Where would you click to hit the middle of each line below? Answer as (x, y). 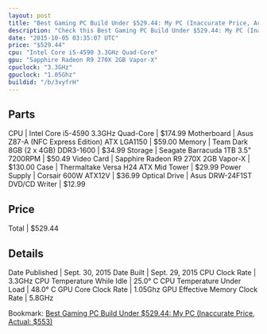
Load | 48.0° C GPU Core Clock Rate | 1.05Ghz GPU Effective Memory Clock (133, 289)
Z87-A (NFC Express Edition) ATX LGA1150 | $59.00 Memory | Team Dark (128, 142)
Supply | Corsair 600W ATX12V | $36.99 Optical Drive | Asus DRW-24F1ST (130, 176)
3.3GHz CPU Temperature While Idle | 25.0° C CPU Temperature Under (125, 281)
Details (26, 253)
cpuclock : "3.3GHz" (41, 68)
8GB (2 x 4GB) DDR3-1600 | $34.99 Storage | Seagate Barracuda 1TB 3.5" (130, 150)
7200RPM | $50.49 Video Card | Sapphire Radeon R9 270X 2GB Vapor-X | (129, 159)
